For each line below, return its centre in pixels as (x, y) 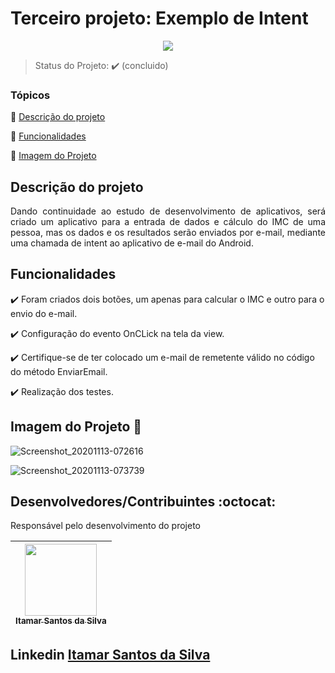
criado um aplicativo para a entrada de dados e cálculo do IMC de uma (168, 222)
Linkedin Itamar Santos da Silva (110, 654)
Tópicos (30, 95)
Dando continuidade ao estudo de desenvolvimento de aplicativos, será (168, 211)
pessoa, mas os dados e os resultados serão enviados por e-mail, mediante (168, 233)
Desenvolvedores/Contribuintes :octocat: (143, 502)
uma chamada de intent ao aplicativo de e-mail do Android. (132, 243)
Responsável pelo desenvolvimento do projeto (106, 526)
